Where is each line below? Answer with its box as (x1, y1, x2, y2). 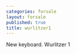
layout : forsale (6, 14, 46, 20)
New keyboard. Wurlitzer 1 (6, 41, 71, 48)
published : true (6, 19, 46, 25)
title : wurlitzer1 (6, 25, 51, 31)
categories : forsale (6, 8, 57, 15)
